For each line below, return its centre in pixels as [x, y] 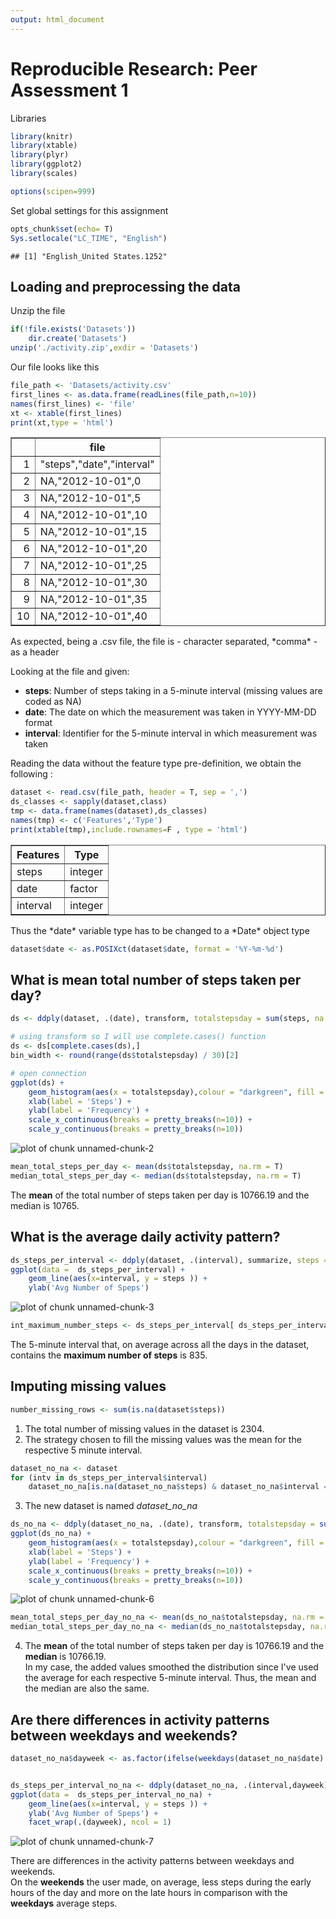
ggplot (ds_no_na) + [51, 1534]
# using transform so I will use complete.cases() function [138, 1037]
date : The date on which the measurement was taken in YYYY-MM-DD [170, 712]
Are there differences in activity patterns [140, 1719]
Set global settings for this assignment [89, 210]
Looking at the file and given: [70, 672]
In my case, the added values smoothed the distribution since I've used [171, 1667]
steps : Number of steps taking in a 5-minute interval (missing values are [173, 691]
